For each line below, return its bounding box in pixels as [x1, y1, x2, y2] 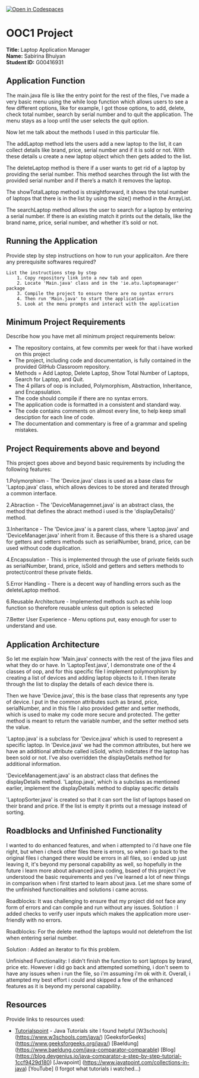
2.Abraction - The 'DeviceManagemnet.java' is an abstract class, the [6, 501, 174, 508]
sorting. [6, 809, 26, 816]
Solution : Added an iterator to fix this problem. [6, 945, 121, 953]
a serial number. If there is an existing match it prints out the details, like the [6, 212, 191, 219]
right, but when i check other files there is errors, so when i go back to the [6, 848, 188, 855]
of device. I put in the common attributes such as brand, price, [6, 699, 159, 705]
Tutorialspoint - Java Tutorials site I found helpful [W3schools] [14, 1027, 168, 1034]
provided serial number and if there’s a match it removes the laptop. [6, 177, 172, 184]
